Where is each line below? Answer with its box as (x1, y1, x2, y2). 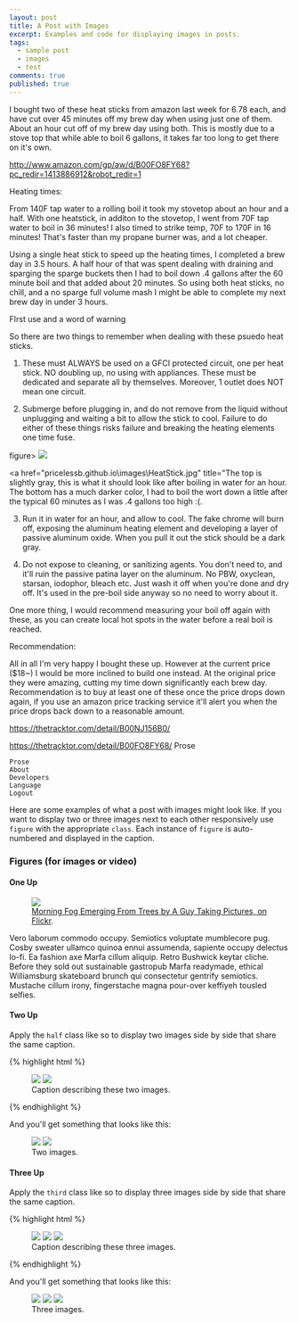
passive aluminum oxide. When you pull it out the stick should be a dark (21, 532, 286, 542)
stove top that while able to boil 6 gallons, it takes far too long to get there (9, 132, 279, 143)
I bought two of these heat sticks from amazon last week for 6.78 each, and (9, 103, 286, 114)
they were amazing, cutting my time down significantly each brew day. (9, 677, 268, 688)
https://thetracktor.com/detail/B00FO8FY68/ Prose (9, 740, 196, 750)
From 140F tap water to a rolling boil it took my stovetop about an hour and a (9, 203, 289, 214)
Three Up (9, 1167, 44, 1178)
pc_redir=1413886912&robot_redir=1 (9, 169, 142, 179)
